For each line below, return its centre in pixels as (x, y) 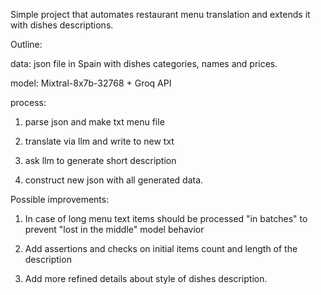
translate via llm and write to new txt (99, 141)
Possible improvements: (60, 199)
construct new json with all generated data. (114, 180)
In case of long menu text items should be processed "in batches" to (166, 218)
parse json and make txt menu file (94, 122)
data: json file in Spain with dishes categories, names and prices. (144, 63)
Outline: (26, 44)
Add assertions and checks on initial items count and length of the (161, 248)
